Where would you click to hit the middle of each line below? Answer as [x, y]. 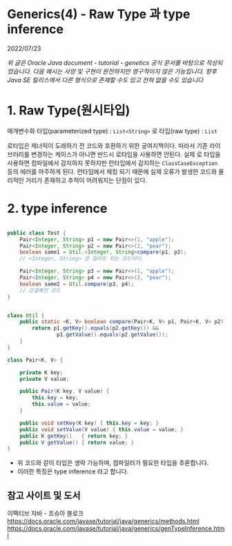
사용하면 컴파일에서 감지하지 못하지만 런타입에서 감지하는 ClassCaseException [113, 162]
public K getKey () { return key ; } [74, 436]
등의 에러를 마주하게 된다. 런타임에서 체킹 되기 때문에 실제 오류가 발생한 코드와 [112, 171]
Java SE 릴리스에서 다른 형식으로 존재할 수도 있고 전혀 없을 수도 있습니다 [105, 79]
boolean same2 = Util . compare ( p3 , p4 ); [77, 284]
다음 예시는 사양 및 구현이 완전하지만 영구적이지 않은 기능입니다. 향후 [125, 71]
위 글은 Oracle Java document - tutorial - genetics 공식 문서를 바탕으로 [106, 62]
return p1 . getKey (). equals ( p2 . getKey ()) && [95, 328]
